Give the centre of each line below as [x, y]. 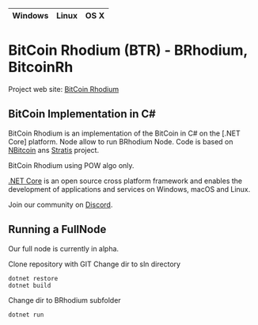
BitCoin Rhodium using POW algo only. [71, 165]
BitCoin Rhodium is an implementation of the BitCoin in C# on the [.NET [124, 133]
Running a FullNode [57, 229]
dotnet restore [33, 278]
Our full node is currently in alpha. [64, 248]
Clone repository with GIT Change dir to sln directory [94, 264]
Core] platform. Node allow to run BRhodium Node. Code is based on [121, 141]
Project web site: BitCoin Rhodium [64, 89]
